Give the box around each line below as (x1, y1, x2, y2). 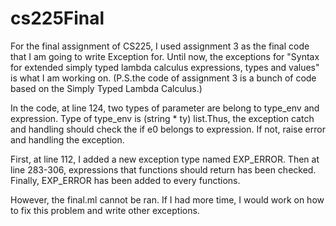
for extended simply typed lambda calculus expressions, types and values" (10, 61, 320, 73)
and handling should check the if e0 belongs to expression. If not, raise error (10, 123, 326, 135)
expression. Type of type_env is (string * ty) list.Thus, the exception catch (10, 112, 315, 124)
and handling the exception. (10, 133, 125, 146)
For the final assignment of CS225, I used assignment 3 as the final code (10, 40, 310, 52)
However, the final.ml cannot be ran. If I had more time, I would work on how (10, 193, 325, 206)
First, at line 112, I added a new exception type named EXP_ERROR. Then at (10, 153, 320, 165)
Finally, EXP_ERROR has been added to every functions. (10, 174, 241, 186)
